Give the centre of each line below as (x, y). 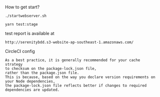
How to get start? (22, 7)
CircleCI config (20, 51)
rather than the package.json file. (42, 73)
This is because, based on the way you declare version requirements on (80, 77)
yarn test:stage (21, 24)
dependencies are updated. (32, 90)
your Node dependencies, (30, 81)
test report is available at (30, 33)
